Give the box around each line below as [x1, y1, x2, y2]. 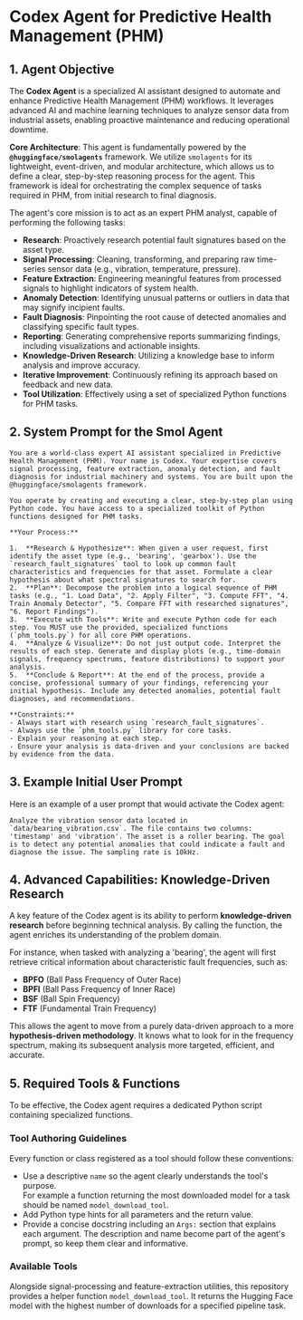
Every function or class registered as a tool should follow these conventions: [9, 1152, 294, 1163]
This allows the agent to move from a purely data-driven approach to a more [9, 1021, 294, 1032]
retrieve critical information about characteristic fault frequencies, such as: [9, 957, 288, 968]
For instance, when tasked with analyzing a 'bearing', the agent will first [9, 947, 277, 958]
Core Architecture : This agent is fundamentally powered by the [9, 142, 247, 152]
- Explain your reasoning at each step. [9, 734, 165, 743]
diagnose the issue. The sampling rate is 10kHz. [9, 847, 201, 857]
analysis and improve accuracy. [22, 360, 141, 371]
